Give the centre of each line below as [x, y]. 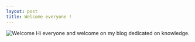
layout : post [22, 11]
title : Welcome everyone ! [39, 17]
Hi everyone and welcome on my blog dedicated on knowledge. [113, 33]
